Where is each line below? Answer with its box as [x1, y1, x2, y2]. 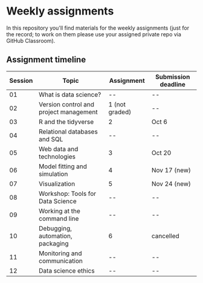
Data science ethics [39, 266, 95, 275]
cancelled [151, 232, 179, 240]
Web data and [39, 145, 79, 153]
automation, [39, 232, 72, 240]
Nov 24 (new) [151, 180, 192, 188]
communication [39, 256, 83, 265]
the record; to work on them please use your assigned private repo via [6, 30, 181, 37]
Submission [155, 73, 190, 81]
